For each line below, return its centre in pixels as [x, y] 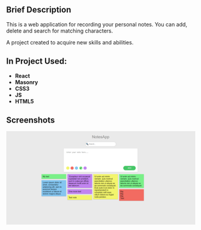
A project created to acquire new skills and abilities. [70, 42]
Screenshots [31, 120]
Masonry [26, 82]
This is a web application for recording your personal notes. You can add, [97, 24]
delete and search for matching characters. [60, 31]
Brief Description [39, 10]
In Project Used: [37, 62]
